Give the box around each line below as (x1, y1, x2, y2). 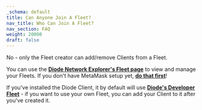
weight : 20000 (6, 32, 43, 38)
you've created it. (6, 97, 51, 104)
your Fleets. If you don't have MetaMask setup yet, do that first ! (6, 72, 168, 79)
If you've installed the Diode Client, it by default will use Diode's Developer (6, 84, 195, 91)
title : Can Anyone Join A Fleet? (6, 15, 92, 21)
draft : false (6, 37, 40, 43)
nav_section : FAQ (6, 26, 51, 32)
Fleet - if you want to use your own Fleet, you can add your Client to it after (6, 91, 196, 97)
